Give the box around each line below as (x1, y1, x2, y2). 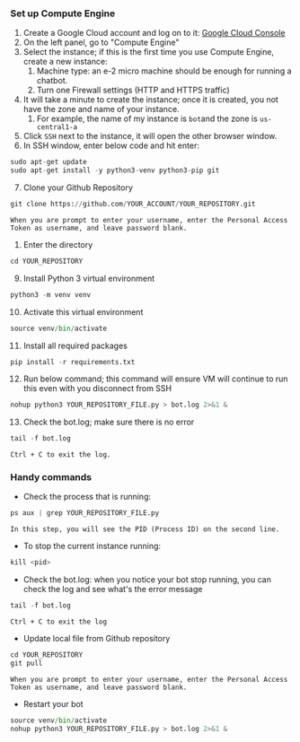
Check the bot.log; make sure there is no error (22, 416, 195, 428)
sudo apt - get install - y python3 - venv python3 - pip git (10, 166, 220, 175)
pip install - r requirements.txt (10, 357, 136, 366)
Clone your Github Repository (22, 182, 134, 193)
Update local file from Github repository (22, 633, 171, 644)
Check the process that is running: (22, 492, 152, 502)
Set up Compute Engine (10, 7, 116, 20)
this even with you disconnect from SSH (22, 383, 172, 394)
